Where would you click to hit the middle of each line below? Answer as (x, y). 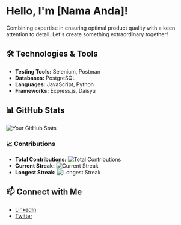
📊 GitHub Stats (35, 111)
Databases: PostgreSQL (45, 78)
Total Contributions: (41, 159)
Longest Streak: (35, 172)
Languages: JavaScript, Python (54, 84)
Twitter (24, 216)
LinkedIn (26, 209)
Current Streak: (35, 166)
